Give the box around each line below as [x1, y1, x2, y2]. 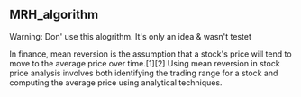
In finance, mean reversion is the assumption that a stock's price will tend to [9, 48, 292, 59]
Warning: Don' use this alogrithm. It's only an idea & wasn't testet [9, 31, 252, 41]
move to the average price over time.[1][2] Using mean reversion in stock [9, 57, 281, 68]
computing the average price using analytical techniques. [9, 76, 223, 88]
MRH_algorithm [9, 7, 99, 22]
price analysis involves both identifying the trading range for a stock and [9, 67, 278, 78]
